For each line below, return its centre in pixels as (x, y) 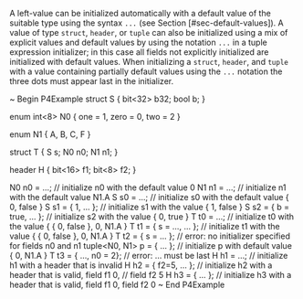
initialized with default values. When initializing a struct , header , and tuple (149, 62)
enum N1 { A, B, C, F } (50, 134)
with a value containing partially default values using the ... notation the (146, 71)
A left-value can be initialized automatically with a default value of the (140, 13)
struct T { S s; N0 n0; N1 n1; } (64, 152)
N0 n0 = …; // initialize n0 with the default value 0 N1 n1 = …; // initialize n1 (148, 187)
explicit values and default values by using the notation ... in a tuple (138, 42)
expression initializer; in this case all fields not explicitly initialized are (139, 52)
